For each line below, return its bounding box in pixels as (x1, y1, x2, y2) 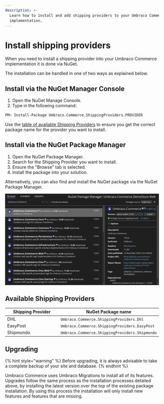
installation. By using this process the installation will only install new (5, 388, 143, 394)
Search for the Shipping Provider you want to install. (12, 159, 117, 165)
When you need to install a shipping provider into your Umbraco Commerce (5, 56, 157, 62)
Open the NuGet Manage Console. (12, 97, 82, 103)
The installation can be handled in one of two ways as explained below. (5, 71, 148, 77)
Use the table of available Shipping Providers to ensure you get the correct (5, 122, 155, 127)
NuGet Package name (86, 309, 132, 315)
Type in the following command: (12, 103, 77, 109)
